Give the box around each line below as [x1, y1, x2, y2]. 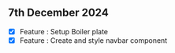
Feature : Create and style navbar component [19, 35, 168, 45]
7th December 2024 [8, 6, 109, 19]
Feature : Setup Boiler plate [19, 26, 109, 36]
